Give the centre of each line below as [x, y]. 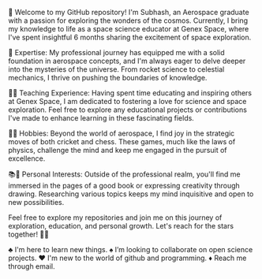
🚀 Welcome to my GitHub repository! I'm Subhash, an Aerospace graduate [129, 12]
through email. [32, 266]
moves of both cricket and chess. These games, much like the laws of [122, 141]
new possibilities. [36, 202]
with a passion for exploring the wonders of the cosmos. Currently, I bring [128, 20]
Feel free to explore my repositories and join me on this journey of [115, 218]
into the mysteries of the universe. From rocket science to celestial [116, 69]
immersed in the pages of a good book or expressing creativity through [124, 186]
